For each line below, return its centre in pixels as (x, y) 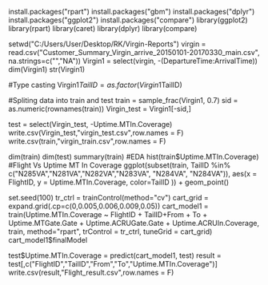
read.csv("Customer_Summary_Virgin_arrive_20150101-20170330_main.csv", (134, 52)
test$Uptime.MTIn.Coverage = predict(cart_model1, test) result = (115, 255)
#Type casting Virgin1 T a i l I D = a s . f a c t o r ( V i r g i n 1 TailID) (95, 85)
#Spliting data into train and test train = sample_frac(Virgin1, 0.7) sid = (123, 100)
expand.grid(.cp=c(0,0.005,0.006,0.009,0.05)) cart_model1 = (109, 206)
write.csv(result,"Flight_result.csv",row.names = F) (91, 272)
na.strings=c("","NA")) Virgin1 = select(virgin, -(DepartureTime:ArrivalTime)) (133, 61)
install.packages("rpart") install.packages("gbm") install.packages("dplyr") (132, 12)
